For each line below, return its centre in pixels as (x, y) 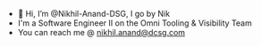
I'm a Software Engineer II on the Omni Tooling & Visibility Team (135, 23)
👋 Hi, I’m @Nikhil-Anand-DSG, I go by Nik (94, 14)
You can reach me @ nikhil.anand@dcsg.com (101, 32)
